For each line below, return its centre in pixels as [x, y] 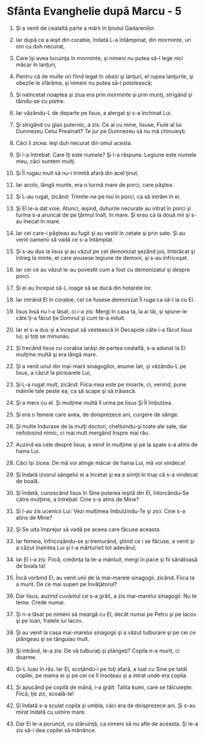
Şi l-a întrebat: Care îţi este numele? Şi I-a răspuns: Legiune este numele [106, 155]
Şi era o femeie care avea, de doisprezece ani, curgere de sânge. [97, 414]
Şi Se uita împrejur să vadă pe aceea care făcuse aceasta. [88, 529]
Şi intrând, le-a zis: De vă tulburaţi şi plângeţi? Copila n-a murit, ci [97, 651]
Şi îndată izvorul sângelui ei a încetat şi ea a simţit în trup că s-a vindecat [107, 474]
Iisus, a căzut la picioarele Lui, [53, 372]
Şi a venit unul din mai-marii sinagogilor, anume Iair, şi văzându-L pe [101, 366]
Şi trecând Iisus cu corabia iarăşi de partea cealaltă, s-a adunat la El [100, 347]
